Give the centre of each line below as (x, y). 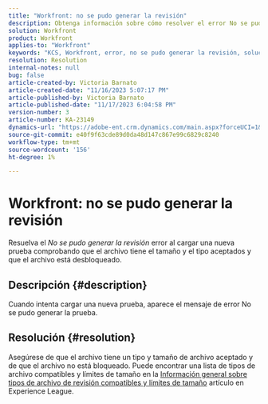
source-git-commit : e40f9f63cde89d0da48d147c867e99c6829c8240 (114, 134)
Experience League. (41, 391)
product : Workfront (41, 38)
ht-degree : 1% (32, 157)
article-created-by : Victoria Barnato (73, 82)
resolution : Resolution (48, 61)
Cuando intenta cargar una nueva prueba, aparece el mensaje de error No (130, 304)
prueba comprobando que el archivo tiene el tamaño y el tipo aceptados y (130, 251)
